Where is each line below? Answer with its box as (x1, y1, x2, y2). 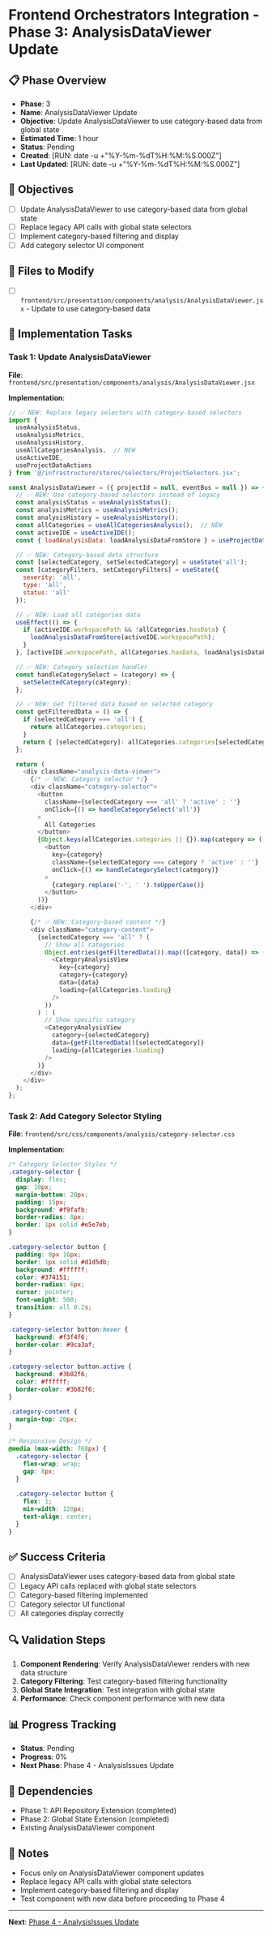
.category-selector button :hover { (8, 1325, 129, 1333)
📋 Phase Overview (8, 73, 107, 87)
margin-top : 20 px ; (15, 1415, 79, 1423)
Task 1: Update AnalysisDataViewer (8, 351, 151, 363)
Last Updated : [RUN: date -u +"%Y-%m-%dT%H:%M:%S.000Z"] (19, 160, 240, 169)
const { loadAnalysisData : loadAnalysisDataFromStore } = (15, 536, 216, 544)
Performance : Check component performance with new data (19, 1693, 225, 1703)
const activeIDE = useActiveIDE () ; (15, 529, 136, 537)
